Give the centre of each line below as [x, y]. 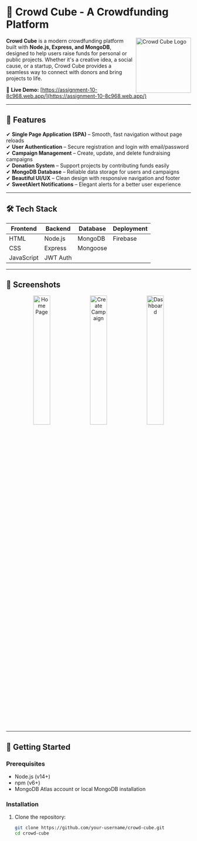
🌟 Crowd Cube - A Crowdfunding [87, 12]
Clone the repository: [40, 817]
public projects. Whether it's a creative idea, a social [69, 59]
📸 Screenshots [33, 285]
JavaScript [24, 257]
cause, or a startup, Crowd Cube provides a [59, 66]
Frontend [24, 228]
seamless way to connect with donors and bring [64, 72]
